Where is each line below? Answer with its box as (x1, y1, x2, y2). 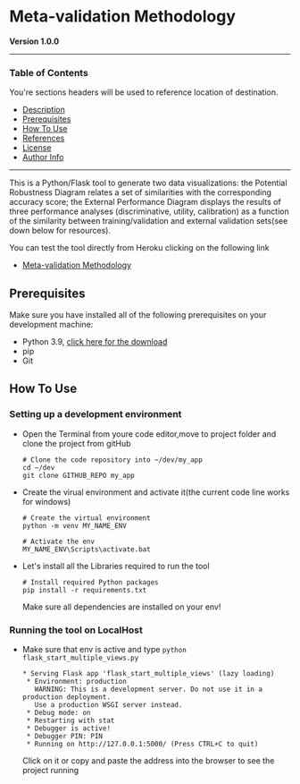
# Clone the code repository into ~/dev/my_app (21, 455, 203, 464)
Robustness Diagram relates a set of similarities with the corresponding (9, 187, 272, 198)
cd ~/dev (21, 463, 55, 472)
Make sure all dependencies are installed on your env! (21, 601, 221, 612)
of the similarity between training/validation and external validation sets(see (9, 216, 288, 226)
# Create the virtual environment (21, 513, 151, 523)
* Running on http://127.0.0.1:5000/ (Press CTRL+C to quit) (26, 740, 259, 749)
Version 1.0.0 (9, 36, 60, 47)
